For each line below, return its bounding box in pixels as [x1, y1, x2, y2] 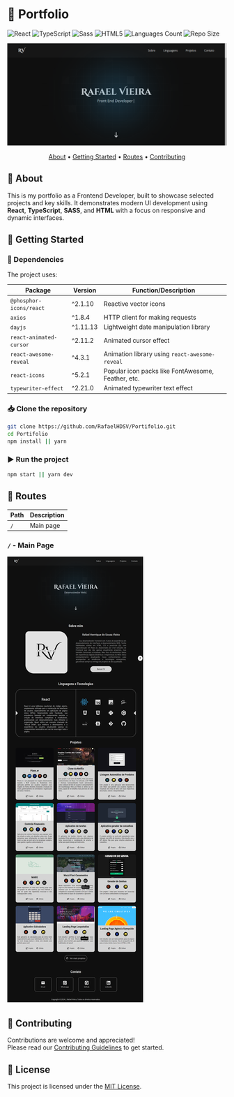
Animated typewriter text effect [103, 384, 193, 392]
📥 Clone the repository [7, 404, 88, 413]
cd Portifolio [7, 431, 49, 438]
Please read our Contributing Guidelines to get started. [7, 1043, 164, 1052]
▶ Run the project [7, 454, 69, 464]
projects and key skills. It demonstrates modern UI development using [7, 198, 208, 207]
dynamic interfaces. [7, 213, 65, 222]
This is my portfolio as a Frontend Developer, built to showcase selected [7, 191, 214, 200]
